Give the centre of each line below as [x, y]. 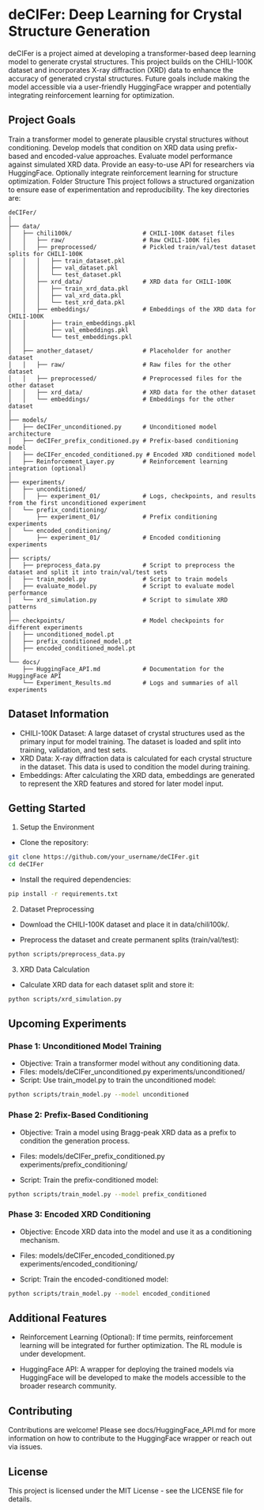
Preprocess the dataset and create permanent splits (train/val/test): [129, 940]
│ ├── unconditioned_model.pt [61, 634]
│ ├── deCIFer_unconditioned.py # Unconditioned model [113, 427]
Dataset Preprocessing [57, 909]
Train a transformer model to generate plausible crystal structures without [128, 139]
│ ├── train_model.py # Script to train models [118, 579]
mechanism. [40, 1240]
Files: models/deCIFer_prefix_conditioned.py [92, 1156]
